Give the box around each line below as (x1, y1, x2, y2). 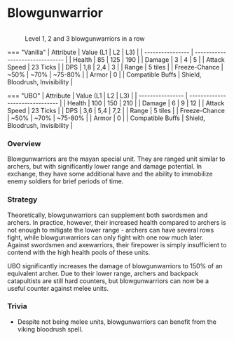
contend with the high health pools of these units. (7, 248, 151, 256)
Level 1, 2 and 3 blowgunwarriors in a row (25, 34, 145, 43)
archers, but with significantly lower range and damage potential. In (7, 162, 202, 171)
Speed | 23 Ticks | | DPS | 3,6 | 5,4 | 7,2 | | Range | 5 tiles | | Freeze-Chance (7, 106, 226, 115)
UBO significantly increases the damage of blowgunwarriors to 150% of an (7, 261, 223, 270)
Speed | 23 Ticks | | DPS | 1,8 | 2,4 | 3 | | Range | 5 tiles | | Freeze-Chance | (7, 63, 223, 71)
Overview (7, 138, 41, 148)
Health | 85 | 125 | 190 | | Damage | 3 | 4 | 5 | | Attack (72, 55, 226, 64)
